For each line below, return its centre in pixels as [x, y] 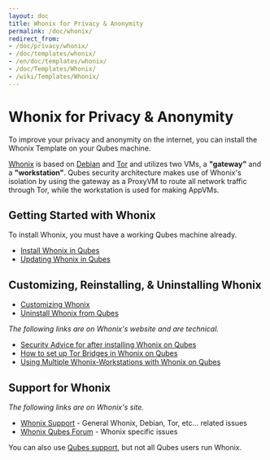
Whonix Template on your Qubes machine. [80, 148]
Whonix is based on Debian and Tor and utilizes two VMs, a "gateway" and [135, 164]
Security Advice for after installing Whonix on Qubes [108, 345]
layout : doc [28, 16]
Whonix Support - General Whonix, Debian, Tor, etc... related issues [134, 423]
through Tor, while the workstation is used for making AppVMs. [114, 190]
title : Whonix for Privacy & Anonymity [76, 24]
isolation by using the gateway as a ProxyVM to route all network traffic [128, 181]
